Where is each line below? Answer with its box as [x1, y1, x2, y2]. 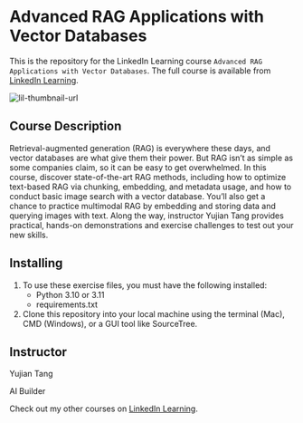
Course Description [9, 119, 122, 134]
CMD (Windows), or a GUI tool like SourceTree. [22, 318, 198, 329]
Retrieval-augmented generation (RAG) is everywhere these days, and [9, 142, 271, 153]
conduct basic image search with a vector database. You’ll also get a [9, 190, 266, 201]
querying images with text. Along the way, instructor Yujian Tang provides [9, 210, 285, 221]
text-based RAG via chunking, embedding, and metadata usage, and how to [9, 181, 292, 192]
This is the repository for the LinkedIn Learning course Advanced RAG [9, 55, 263, 66]
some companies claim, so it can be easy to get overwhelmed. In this [9, 161, 267, 173]
